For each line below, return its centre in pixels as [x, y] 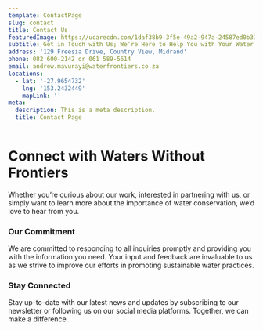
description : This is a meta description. [85, 111]
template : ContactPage [45, 15]
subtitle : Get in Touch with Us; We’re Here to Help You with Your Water [131, 45]
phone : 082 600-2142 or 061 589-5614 [70, 60]
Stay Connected [40, 285]
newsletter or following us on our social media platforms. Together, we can [128, 311]
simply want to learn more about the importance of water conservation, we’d [131, 203]
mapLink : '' [41, 96]
